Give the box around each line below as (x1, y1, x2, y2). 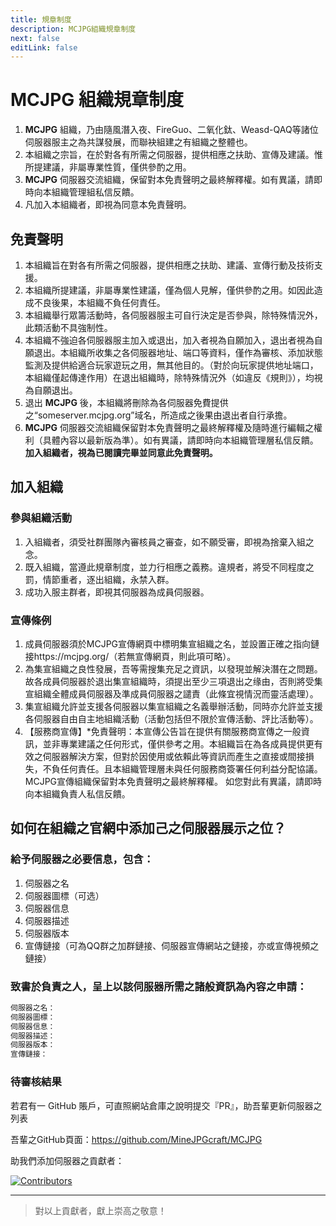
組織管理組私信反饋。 (51, 186, 140, 198)
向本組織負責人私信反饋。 (24, 787, 131, 800)
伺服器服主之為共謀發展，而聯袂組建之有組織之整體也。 (24, 136, 253, 148)
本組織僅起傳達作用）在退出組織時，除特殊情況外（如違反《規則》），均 (24, 372, 315, 383)
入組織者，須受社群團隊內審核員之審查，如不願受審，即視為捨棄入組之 (24, 536, 315, 548)
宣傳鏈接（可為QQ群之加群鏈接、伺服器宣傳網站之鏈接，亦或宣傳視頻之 (24, 939, 320, 951)
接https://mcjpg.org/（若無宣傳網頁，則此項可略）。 (24, 650, 237, 662)
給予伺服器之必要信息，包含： (10, 852, 155, 866)
